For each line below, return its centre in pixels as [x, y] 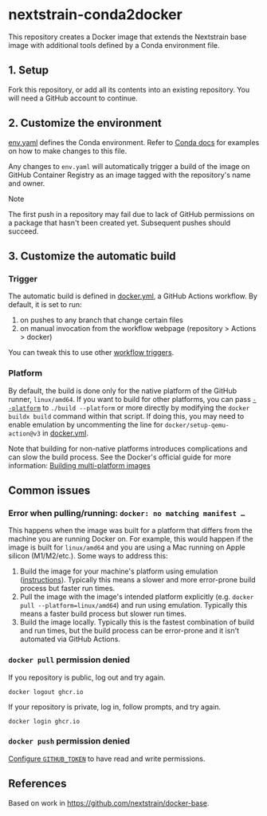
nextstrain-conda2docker [96, 15]
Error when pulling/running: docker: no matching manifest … [127, 513]
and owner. [27, 183]
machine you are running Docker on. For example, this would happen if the [131, 539]
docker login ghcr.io [44, 721]
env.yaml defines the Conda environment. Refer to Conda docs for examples [134, 142]
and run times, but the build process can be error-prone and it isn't [130, 631]
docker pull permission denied [69, 660]
